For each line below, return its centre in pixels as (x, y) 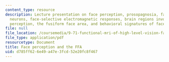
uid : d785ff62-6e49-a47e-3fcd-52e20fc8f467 (52, 51)
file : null (17, 28)
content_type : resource (30, 10)
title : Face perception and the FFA (44, 47)
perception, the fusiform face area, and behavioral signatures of (82, 24)
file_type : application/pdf (35, 38)
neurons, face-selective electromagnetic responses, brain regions (82, 19)
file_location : (21, 33)
